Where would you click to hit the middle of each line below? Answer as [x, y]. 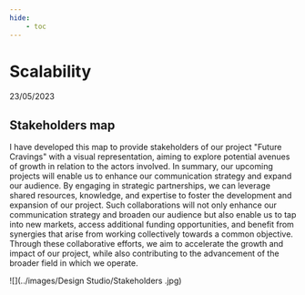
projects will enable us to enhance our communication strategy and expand [151, 176]
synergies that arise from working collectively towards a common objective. [152, 234]
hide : [20, 18]
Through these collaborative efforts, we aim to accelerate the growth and [147, 244]
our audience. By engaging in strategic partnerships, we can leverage [140, 186]
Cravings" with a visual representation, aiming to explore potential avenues [150, 157]
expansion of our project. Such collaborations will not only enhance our [143, 205]
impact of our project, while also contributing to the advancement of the [144, 254]
